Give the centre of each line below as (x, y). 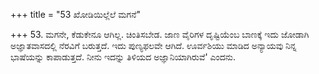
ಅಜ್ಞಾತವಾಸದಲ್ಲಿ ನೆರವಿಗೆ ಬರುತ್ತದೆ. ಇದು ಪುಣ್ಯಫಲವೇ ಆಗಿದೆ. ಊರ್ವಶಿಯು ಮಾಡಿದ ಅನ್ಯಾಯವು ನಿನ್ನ (153, 45)
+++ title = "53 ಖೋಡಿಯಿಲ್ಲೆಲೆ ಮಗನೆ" (76, 14)
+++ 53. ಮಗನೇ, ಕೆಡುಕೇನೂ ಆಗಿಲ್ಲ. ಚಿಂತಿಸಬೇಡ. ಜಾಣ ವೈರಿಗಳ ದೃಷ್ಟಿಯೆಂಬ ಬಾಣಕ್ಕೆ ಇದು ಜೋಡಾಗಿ (160, 34)
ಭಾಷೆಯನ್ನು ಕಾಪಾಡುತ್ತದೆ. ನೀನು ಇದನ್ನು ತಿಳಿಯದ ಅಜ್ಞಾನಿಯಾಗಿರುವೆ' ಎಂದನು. (123, 57)
